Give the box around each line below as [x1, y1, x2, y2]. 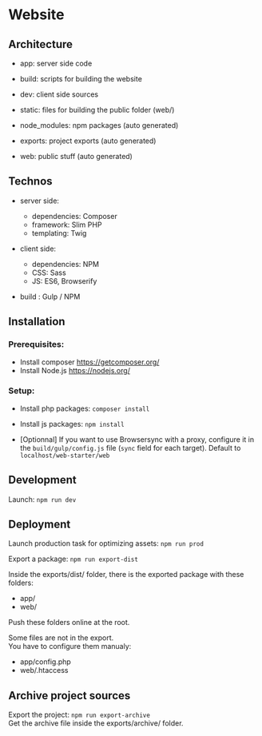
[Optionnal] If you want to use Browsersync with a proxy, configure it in [19, 434, 255, 444]
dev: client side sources [19, 90, 98, 99]
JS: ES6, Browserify [31, 276, 97, 285]
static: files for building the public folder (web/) [19, 105, 175, 114]
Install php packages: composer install [19, 404, 150, 413]
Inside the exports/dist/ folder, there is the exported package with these [8, 570, 244, 579]
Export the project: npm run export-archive [8, 710, 150, 720]
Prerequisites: [8, 339, 65, 350]
